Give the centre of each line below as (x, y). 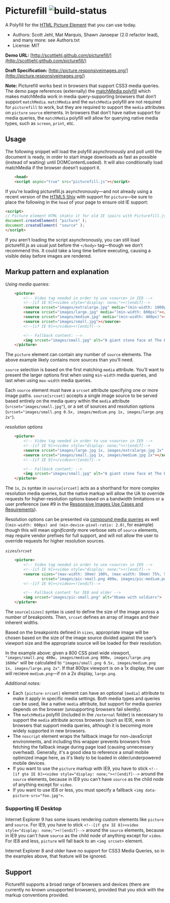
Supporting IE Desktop (34, 808)
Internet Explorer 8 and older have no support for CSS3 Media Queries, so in (85, 851)
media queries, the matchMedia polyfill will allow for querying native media (82, 118)
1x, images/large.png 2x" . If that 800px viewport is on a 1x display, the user (85, 668)
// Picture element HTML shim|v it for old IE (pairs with (69, 216)
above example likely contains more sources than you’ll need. (70, 360)
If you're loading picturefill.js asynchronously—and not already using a (79, 191)
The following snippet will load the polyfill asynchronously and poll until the (83, 151)
